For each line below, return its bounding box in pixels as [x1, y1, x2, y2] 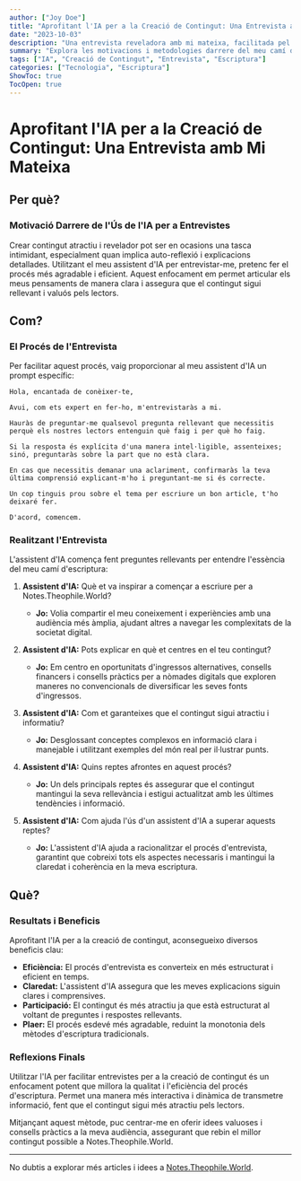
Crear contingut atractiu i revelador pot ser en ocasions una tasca [9, 240, 253, 250]
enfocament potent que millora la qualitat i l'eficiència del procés [9, 1080, 248, 1091]
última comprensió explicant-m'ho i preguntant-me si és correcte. [9, 474, 267, 483]
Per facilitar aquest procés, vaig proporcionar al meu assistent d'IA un [9, 361, 267, 372]
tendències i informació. [35, 798, 125, 809]
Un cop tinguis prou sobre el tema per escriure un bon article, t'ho [9, 490, 279, 499]
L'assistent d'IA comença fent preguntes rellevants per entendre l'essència [9, 554, 285, 565]
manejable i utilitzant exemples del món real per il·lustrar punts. [35, 744, 270, 755]
